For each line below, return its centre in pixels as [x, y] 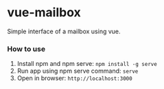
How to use [26, 49]
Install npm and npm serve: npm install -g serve [87, 64]
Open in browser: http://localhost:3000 [74, 78]
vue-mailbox [44, 13]
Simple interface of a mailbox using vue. [64, 31]
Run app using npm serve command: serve [78, 71]
